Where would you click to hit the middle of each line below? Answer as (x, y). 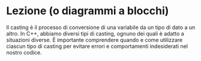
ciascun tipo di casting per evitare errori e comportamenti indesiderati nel (97, 46)
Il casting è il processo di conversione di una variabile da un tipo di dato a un (101, 27)
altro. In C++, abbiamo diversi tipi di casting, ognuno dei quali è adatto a (95, 33)
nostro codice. (24, 52)
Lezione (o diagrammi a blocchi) (88, 11)
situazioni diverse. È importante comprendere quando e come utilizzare (94, 40)
